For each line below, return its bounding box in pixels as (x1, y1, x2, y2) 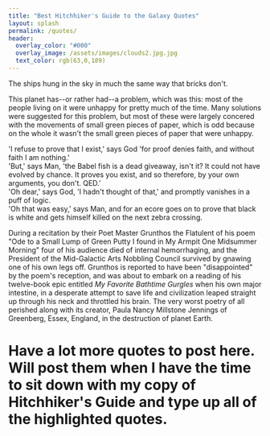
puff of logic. (8, 195, 51, 205)
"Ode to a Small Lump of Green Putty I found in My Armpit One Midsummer (8, 237, 257, 246)
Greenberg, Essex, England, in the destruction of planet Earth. (8, 313, 213, 323)
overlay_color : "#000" (15, 42, 92, 50)
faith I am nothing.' (8, 152, 70, 162)
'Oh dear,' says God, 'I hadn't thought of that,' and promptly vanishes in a (8, 187, 251, 196)
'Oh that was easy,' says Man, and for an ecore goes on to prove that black (8, 204, 256, 213)
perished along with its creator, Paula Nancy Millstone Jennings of (8, 305, 227, 315)
